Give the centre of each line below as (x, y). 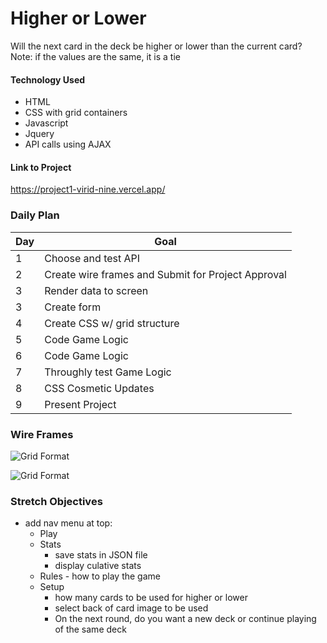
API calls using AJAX (68, 144)
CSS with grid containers (76, 113)
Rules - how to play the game (100, 576)
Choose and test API (92, 258)
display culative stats (98, 566)
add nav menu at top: (68, 523)
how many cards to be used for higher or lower (151, 598)
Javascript (46, 123)
